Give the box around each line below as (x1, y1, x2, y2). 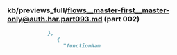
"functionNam (62, 43, 101, 49)
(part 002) (103, 14, 140, 23)
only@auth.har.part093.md (7, 14, 103, 23)
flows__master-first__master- (67, 5, 170, 15)
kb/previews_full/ (7, 5, 68, 15)
